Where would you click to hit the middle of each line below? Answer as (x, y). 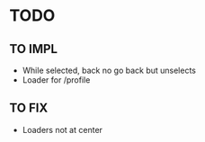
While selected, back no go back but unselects (109, 70)
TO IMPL (34, 49)
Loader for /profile (56, 80)
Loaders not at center (62, 129)
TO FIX (29, 108)
